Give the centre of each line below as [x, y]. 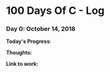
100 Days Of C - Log [55, 11]
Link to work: [22, 64]
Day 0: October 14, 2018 [41, 29]
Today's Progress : [29, 41]
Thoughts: [19, 53]
